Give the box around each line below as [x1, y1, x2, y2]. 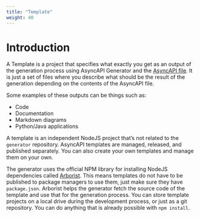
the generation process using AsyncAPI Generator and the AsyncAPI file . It [6, 67, 193, 75]
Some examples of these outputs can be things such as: [6, 92, 147, 99]
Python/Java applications [15, 122, 79, 130]
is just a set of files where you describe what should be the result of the [6, 73, 185, 81]
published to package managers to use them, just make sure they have [6, 178, 183, 185]
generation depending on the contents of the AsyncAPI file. [6, 80, 155, 87]
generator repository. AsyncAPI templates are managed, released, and [6, 141, 182, 149]
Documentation [15, 110, 54, 117]
